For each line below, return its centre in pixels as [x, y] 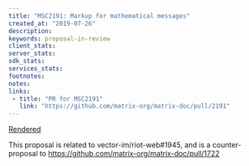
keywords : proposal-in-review [60, 38]
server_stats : [32, 53]
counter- [227, 145]
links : [19, 91]
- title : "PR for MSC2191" [58, 99]
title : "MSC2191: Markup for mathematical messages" [99, 16]
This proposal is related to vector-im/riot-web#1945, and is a [109, 145]
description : [30, 31]
